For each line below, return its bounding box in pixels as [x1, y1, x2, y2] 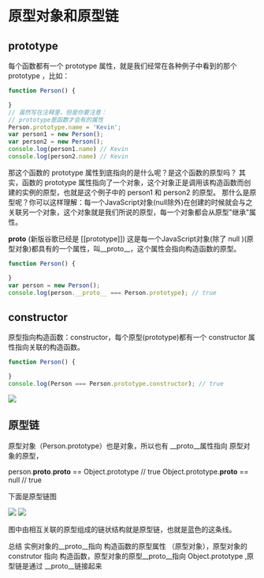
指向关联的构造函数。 [14, 342, 84, 352]
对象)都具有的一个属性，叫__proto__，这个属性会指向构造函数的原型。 [14, 244, 241, 253]
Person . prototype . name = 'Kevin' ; [8, 123, 122, 131]
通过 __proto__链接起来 [28, 561, 102, 570]
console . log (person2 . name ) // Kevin [8, 153, 128, 161]
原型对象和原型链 [8, 7, 120, 25]
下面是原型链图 [8, 491, 57, 501]
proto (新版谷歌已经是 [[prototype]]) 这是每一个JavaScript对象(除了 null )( [8, 234, 247, 244]
